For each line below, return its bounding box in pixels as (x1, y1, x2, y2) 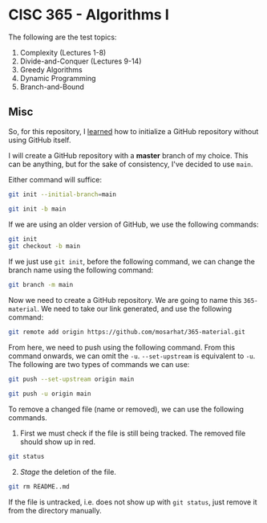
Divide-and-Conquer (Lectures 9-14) (19, 56, 142, 66)
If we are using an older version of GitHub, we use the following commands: (8, 219, 259, 229)
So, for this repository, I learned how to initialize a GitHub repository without (8, 126, 259, 136)
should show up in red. (19, 436, 96, 447)
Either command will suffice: (8, 174, 103, 184)
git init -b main (8, 205, 67, 213)
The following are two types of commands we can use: (8, 360, 190, 369)
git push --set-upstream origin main (8, 375, 135, 383)
